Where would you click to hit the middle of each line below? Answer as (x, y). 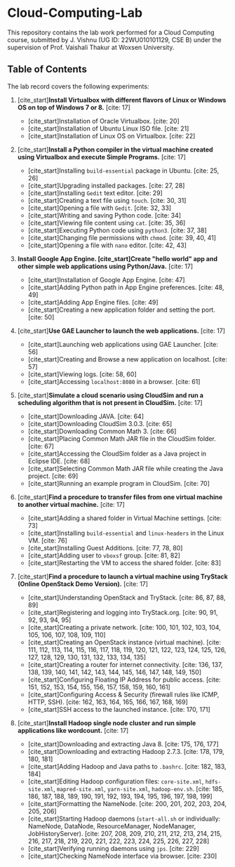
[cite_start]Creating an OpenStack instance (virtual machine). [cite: (125, 642)
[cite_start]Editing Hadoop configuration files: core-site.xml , (116, 781)
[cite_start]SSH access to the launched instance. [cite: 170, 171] (119, 709)
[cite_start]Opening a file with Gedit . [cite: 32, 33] (100, 208)
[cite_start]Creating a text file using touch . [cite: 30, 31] (107, 200)
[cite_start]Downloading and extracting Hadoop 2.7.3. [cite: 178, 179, (126, 751)
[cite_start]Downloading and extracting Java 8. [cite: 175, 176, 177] (123, 744)
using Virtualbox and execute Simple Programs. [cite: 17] (101, 157)
